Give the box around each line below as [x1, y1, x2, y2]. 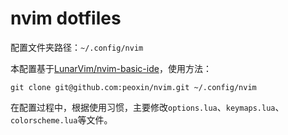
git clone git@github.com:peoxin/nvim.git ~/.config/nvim [10, 82, 257, 92]
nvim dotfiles [10, 7, 122, 30]
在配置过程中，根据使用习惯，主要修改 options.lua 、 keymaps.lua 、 [10, 101, 285, 113]
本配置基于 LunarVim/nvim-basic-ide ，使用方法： [10, 62, 212, 74]
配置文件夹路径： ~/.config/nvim [10, 41, 144, 53]
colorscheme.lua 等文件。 [10, 113, 113, 126]
